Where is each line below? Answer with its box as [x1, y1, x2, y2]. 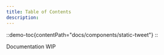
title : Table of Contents [6, 8, 71, 15]
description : [6, 15, 39, 21]
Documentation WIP [6, 43, 56, 50]
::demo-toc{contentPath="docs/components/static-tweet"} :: [6, 31, 159, 38]
